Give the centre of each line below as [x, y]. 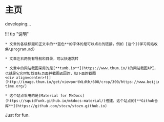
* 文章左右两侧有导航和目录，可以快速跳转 [42, 59]
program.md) [23, 49]
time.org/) [16, 86]
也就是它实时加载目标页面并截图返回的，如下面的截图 [51, 73]
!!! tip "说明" [17, 34]
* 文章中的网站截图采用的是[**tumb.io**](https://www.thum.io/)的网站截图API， [82, 68]
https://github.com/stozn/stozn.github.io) [62, 106]
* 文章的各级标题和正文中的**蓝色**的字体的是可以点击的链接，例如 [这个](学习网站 [80, 44]
